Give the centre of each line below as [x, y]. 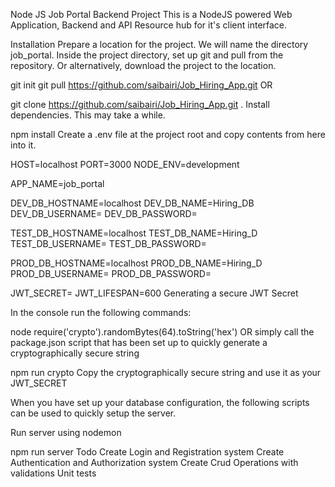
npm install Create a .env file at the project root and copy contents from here [168, 134]
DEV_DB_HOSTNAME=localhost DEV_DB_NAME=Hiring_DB [132, 203]
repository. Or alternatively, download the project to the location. [143, 65]
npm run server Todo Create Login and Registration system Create [147, 452]
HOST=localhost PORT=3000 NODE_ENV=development [125, 164]
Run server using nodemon [66, 432]
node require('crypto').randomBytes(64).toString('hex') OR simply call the [162, 332]
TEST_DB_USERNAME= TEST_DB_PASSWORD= [108, 243]
